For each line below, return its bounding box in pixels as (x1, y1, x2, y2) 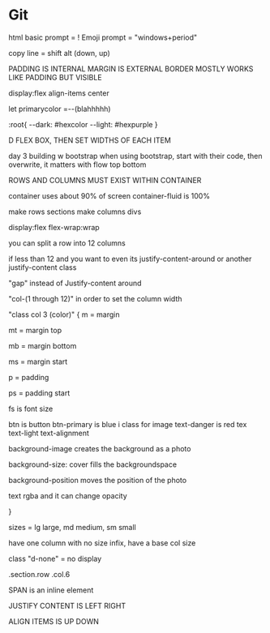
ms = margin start (8, 357, 68, 366)
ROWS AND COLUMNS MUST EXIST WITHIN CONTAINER (8, 175, 202, 185)
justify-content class (8, 262, 77, 272)
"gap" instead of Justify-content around (8, 278, 142, 288)
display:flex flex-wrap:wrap (8, 222, 100, 232)
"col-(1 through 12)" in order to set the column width (8, 293, 182, 303)
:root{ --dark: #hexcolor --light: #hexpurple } (8, 119, 158, 129)
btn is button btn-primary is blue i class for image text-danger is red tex (8, 419, 247, 429)
